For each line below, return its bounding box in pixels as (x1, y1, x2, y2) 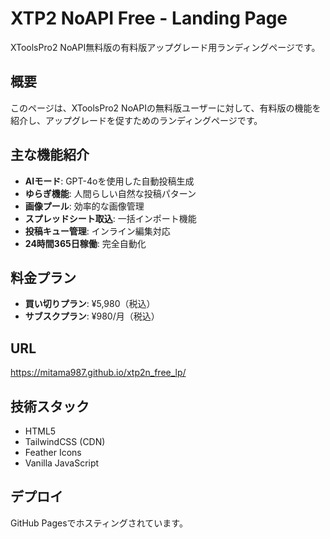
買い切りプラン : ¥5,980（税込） (24, 298, 156, 310)
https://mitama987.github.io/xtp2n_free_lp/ (10, 367, 187, 379)
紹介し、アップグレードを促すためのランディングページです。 (10, 114, 263, 126)
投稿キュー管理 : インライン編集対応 (24, 225, 171, 237)
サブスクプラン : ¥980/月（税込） (24, 310, 160, 322)
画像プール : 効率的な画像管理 (24, 200, 145, 212)
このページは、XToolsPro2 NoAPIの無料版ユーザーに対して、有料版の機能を (10, 102, 322, 114)
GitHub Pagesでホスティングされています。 (10, 517, 188, 529)
